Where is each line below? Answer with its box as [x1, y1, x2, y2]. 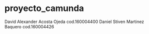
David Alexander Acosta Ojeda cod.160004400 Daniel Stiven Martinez [4, 19, 144, 24]
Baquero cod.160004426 [4, 23, 54, 29]
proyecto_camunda [4, 3, 84, 14]
